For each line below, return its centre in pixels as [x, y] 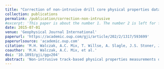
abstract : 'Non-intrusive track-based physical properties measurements [81, 59]
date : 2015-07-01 [23, 28]
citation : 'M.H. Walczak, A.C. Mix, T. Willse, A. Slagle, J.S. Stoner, [81, 46]
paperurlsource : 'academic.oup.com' [42, 41]
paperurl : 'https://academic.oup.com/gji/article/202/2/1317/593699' [77, 37]
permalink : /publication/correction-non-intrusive [58, 18]
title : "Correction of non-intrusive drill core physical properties [77, 9]
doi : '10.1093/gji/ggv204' [32, 55]
